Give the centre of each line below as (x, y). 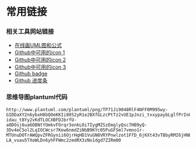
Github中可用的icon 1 (40, 52)
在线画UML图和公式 (38, 45)
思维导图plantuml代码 (37, 97)
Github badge (31, 74)
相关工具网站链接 (30, 31)
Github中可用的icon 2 (40, 60)
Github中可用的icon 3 (40, 67)
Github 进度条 (31, 81)
